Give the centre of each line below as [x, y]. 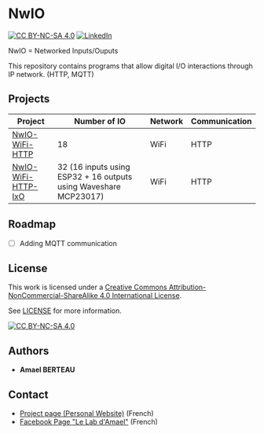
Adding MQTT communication [68, 243]
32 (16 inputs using [94, 167]
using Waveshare [90, 186]
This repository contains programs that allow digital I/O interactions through [131, 66]
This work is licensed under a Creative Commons [88, 287]
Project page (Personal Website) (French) [87, 414]
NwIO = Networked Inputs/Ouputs [63, 50]
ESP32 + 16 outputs [95, 176]
